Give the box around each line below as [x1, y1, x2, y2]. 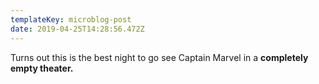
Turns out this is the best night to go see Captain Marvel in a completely [10, 51, 309, 63]
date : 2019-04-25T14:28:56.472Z [10, 24, 145, 34]
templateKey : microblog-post [10, 14, 132, 25]
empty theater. [10, 62, 74, 74]
